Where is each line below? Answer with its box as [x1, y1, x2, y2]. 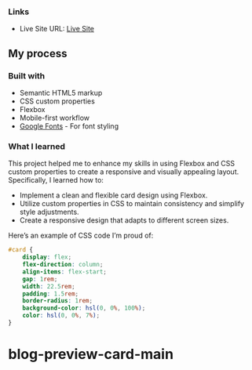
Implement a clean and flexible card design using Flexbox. [19, 190, 208, 200]
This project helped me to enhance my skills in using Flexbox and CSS [8, 159, 236, 169]
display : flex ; [22, 253, 72, 261]
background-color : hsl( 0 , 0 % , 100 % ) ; [22, 304, 146, 312]
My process [8, 46, 68, 60]
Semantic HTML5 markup [19, 88, 103, 97]
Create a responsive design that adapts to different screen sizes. [19, 216, 229, 225]
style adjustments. [19, 207, 80, 217]
